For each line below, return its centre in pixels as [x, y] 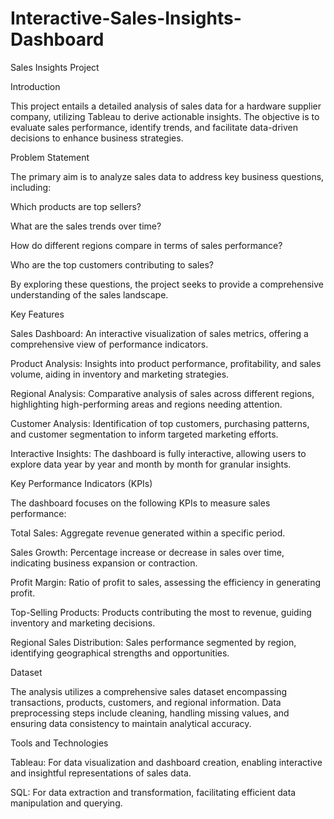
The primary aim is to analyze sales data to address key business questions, [167, 176]
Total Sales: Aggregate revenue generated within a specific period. [148, 533]
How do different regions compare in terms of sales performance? [146, 245]
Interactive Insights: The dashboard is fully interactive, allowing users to [158, 453]
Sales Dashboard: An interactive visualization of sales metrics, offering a [159, 333]
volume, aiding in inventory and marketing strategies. [120, 374]
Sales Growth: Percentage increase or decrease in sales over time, [147, 552]
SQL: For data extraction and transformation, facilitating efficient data [153, 792]
